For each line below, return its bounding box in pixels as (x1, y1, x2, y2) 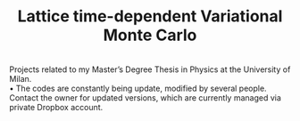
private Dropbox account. (9, 101, 104, 112)
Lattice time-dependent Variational (17, 6, 283, 27)
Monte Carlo (103, 25, 197, 45)
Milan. (9, 73, 32, 84)
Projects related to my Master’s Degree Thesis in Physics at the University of (9, 64, 291, 75)
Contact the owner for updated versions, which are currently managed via (9, 92, 281, 103)
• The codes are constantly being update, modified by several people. (9, 83, 267, 93)
